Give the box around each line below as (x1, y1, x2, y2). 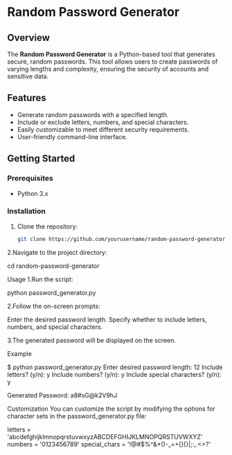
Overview (7, 32, 51, 44)
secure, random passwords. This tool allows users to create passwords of (7, 57, 218, 66)
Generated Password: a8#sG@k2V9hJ (7, 391, 118, 399)
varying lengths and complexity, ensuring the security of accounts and (7, 65, 209, 73)
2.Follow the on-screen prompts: (7, 302, 100, 310)
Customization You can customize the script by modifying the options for (7, 404, 216, 413)
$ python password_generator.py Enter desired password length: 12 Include (7, 363, 223, 371)
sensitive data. (7, 72, 49, 80)
